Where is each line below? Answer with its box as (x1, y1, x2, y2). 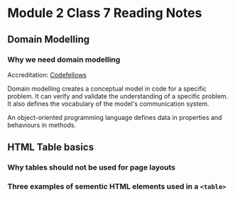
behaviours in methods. (7, 121, 77, 129)
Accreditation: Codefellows (7, 70, 87, 79)
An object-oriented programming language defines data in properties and (7, 113, 222, 121)
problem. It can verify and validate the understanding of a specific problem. (7, 92, 229, 100)
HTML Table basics (7, 141, 94, 153)
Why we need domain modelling (7, 55, 121, 65)
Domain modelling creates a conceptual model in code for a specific (7, 84, 207, 93)
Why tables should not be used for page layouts (7, 163, 176, 172)
